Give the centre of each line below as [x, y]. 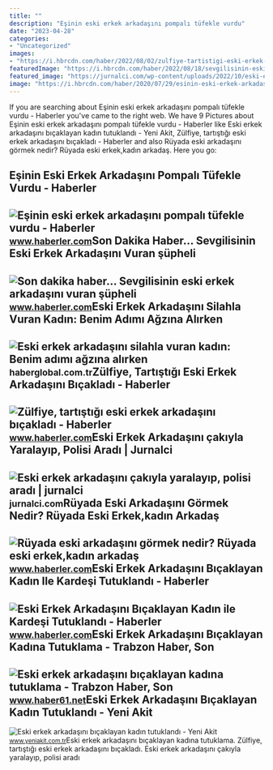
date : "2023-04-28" [42, 31]
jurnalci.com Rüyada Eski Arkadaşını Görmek [119, 503]
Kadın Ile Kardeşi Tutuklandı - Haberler [109, 582]
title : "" [26, 16]
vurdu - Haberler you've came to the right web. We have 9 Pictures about [132, 115]
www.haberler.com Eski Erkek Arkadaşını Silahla [125, 306]
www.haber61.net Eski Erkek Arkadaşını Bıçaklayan [133, 700]
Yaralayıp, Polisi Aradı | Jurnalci [91, 450]
